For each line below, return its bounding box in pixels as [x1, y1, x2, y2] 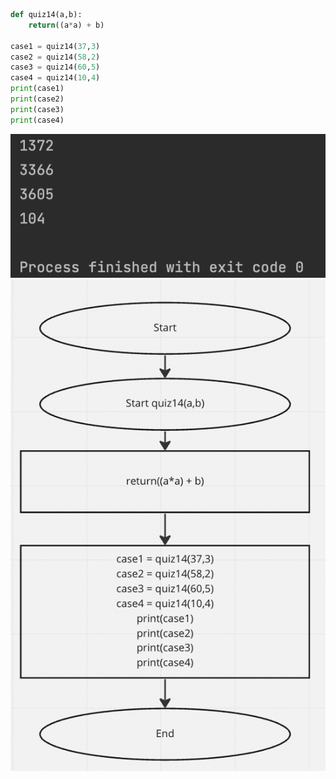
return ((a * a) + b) [28, 20, 105, 30]
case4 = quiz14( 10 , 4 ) [10, 73, 101, 83]
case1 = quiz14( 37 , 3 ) [10, 41, 101, 51]
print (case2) [10, 94, 65, 104]
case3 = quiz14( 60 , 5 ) [10, 62, 101, 73]
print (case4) [10, 115, 65, 125]
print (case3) [10, 104, 65, 114]
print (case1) [10, 84, 65, 94]
